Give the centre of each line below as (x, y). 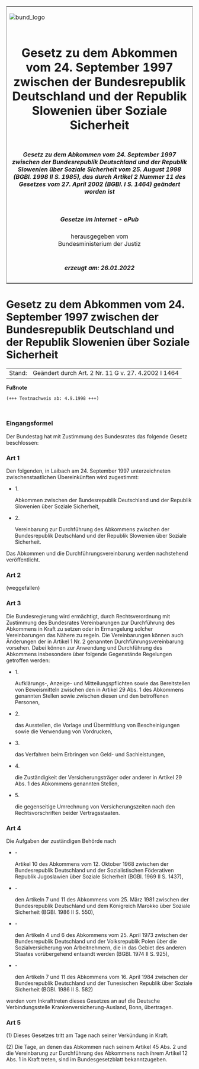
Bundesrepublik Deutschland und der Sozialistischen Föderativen (94, 870)
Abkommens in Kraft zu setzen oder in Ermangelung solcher (79, 629)
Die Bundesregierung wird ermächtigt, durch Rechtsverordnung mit (88, 616)
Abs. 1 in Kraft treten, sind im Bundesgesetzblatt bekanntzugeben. (87, 1060)
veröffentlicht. (23, 560)
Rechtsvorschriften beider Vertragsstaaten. (67, 813)
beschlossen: (23, 442)
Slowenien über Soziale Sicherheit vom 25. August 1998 (99, 169)
